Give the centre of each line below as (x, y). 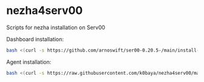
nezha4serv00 (45, 11)
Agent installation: (29, 62)
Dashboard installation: (35, 39)
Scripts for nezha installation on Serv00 (56, 27)
